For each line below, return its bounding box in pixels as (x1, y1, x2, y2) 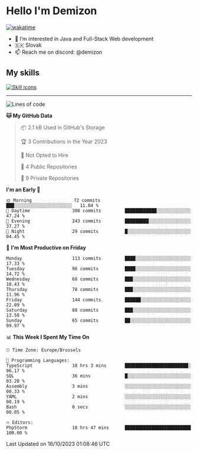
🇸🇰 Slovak (14, 41, 42, 48)
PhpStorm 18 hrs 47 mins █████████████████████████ (6, 425, 192, 431)
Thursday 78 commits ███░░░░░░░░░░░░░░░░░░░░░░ (6, 286, 192, 292)
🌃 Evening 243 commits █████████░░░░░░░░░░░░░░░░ (6, 218, 192, 224)
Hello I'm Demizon (6, 4, 97, 18)
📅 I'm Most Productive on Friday (6, 244, 87, 251)
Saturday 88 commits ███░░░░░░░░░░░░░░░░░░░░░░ (6, 307, 192, 313)
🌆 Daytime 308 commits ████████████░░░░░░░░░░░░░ (6, 208, 192, 213)
